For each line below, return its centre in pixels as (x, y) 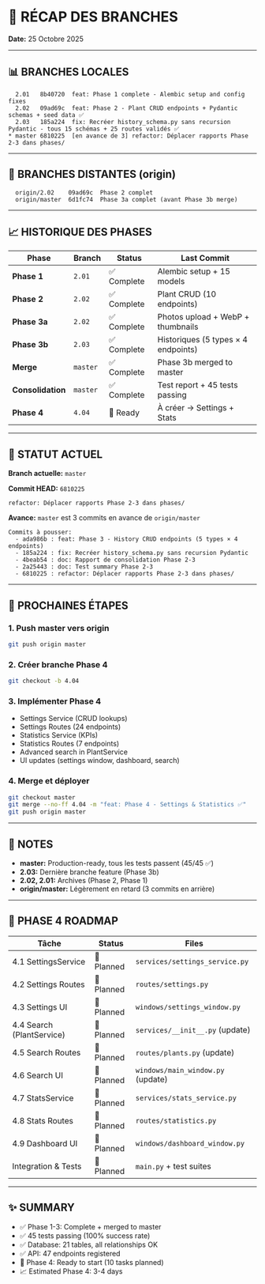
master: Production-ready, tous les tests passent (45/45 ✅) (117, 863)
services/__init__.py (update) (193, 1029)
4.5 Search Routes (47, 1052)
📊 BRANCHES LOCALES (69, 72)
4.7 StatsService (43, 1097)
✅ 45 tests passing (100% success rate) (85, 1235)
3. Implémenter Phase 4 (55, 701)
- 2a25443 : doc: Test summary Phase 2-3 (84, 567)
